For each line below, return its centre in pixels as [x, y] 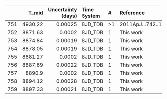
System [91, 16]
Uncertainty [62, 10]
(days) [69, 16]
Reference [132, 13]
